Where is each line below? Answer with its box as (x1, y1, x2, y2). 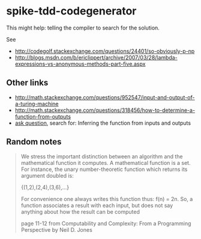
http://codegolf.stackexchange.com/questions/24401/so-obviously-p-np (14, 47, 195, 55)
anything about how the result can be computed (20, 208, 140, 215)
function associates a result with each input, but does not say (20, 202, 173, 209)
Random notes (6, 137, 62, 147)
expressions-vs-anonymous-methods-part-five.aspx (14, 60, 146, 67)
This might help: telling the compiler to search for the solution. (6, 24, 160, 31)
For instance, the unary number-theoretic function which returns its (20, 166, 188, 173)
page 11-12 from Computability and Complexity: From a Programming (20, 220, 191, 227)
